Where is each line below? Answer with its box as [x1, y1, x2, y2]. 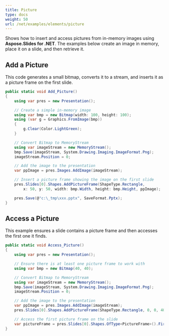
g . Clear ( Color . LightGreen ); [23, 127, 82, 132]
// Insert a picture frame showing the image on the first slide [14, 177, 154, 182]
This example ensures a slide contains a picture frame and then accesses [5, 228, 157, 234]
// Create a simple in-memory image [14, 107, 92, 113]
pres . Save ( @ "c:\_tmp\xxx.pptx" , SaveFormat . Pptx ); [14, 195, 123, 201]
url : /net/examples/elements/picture [5, 21, 84, 27]
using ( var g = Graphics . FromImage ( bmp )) [14, 117, 102, 122]
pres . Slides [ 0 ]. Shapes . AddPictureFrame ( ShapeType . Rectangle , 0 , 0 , [14, 308, 159, 313]
